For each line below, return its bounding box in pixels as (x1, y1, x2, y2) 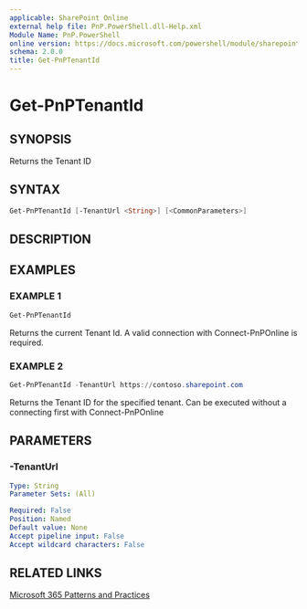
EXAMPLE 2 (9, 360, 64, 373)
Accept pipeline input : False (9, 531, 125, 541)
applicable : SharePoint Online (9, 13, 129, 23)
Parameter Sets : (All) (9, 489, 96, 499)
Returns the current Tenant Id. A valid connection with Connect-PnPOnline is (9, 327, 298, 338)
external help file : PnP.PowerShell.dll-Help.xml (9, 22, 203, 31)
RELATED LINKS (9, 565, 102, 581)
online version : (9, 38, 71, 48)
